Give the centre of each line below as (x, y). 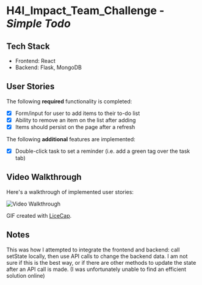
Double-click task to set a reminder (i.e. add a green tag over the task (103, 151)
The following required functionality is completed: (69, 101)
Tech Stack (28, 46)
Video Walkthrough (44, 177)
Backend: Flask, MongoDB (49, 67)
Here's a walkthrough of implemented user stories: (70, 192)
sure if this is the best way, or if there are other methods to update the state (101, 262)
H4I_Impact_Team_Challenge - (85, 11)
